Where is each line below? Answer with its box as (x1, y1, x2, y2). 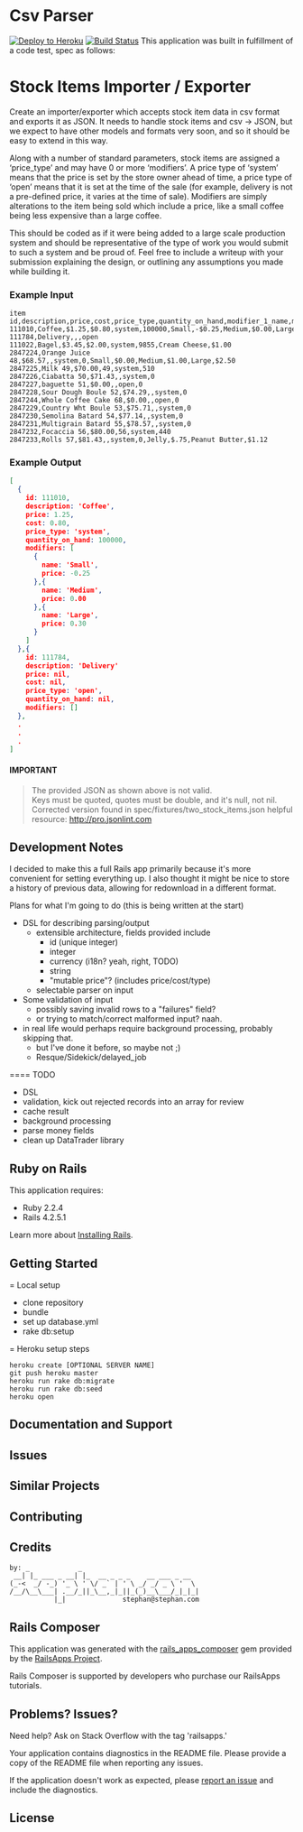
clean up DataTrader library (22, 1134, 124, 1146)
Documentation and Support (9, 1417, 173, 1432)
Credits (9, 1540, 52, 1555)
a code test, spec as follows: (9, 44, 115, 55)
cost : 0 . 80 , (25, 518, 70, 528)
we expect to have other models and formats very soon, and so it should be (9, 125, 290, 136)
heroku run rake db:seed (9, 1384, 103, 1393)
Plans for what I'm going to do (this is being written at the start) (9, 900, 244, 911)
